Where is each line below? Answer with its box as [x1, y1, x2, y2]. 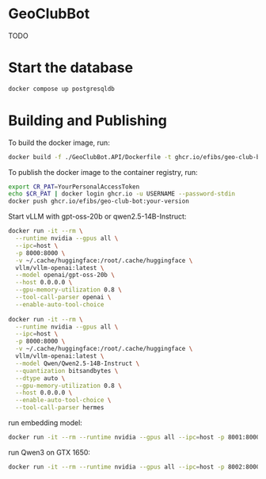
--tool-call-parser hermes [15, 404, 104, 412]
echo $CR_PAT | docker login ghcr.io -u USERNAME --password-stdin [8, 190, 236, 198]
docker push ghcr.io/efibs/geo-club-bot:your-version [8, 197, 190, 206]
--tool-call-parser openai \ [15, 294, 112, 302]
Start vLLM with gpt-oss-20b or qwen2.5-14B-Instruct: [8, 211, 187, 222]
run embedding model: [8, 418, 83, 428]
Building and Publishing [8, 112, 168, 129]
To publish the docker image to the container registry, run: [8, 167, 198, 177]
